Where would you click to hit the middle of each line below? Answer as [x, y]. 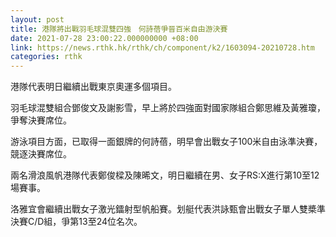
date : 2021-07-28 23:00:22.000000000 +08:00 [104, 38]
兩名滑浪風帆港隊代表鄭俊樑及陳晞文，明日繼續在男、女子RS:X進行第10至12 [165, 175]
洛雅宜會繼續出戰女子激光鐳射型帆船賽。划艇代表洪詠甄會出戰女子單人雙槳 [163, 209]
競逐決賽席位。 [41, 154]
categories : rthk [46, 57]
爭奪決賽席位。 [41, 120]
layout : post [37, 19]
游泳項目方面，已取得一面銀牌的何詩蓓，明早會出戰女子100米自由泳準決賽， [166, 142]
